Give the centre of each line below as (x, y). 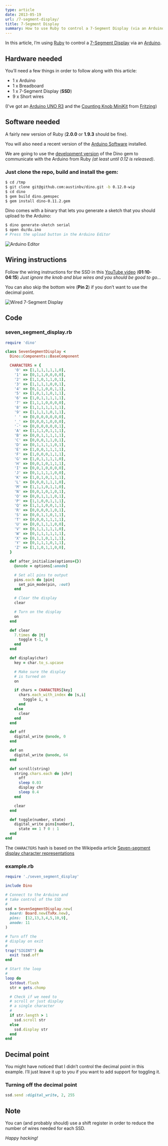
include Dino (19, 886)
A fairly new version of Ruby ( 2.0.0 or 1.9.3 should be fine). (66, 134)
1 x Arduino (24, 80)
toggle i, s (36, 700)
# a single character (32, 1006)
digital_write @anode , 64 (41, 755)
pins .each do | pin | (34, 580)
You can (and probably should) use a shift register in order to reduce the (79, 1123)
